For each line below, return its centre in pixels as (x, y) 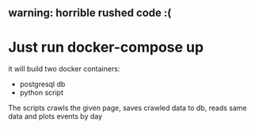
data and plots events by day (55, 116)
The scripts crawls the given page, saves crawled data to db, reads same (127, 108)
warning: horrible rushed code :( (90, 13)
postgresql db (42, 84)
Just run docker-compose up (106, 47)
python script (41, 93)
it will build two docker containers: (64, 69)
